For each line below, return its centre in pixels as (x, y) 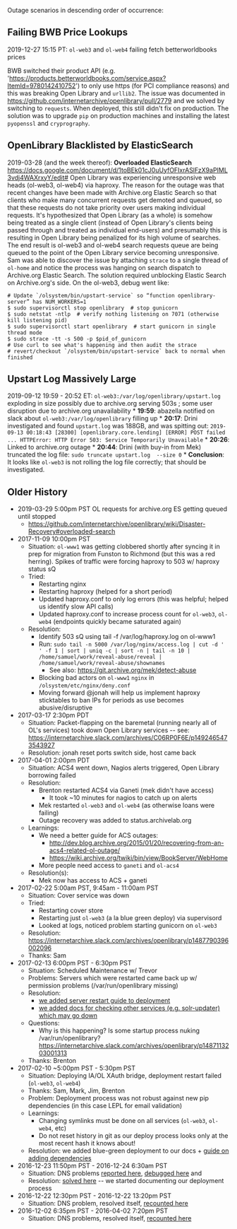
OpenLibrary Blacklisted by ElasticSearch (101, 145)
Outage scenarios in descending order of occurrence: (86, 10)
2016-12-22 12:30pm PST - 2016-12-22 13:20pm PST (94, 1196)
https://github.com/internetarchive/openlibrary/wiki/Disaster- (117, 524)
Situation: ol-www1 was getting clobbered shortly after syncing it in (124, 546)
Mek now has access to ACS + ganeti (93, 881)
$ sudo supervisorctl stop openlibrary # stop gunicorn (93, 308)
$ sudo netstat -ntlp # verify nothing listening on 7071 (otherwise (113, 314)
